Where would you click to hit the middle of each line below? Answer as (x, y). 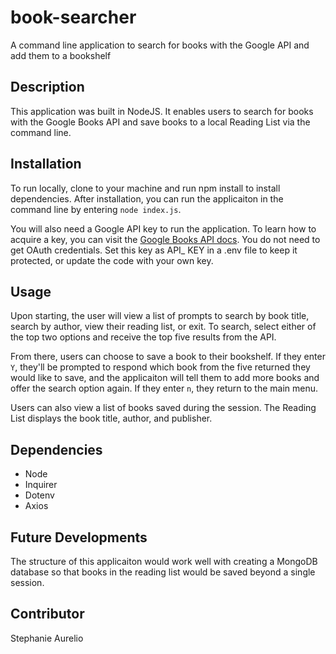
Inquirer (41, 485)
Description (47, 87)
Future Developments (79, 537)
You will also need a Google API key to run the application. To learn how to (163, 228)
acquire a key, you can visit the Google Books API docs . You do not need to (165, 239)
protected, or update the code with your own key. (112, 260)
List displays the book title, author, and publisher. (111, 418)
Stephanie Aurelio (47, 638)
